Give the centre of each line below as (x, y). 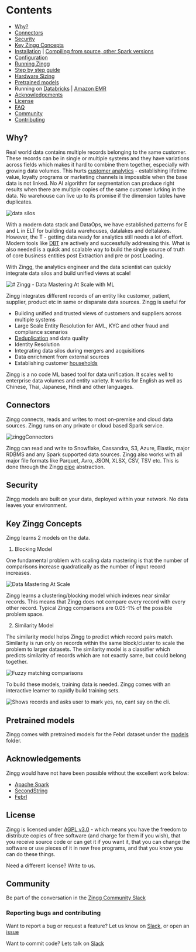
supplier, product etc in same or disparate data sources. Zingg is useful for (96, 302)
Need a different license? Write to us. (51, 865)
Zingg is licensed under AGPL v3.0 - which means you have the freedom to (97, 829)
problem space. (25, 614)
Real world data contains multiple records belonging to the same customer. (97, 152)
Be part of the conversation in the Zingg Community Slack (76, 898)
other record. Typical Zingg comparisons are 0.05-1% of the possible (89, 608)
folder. (14, 741)
